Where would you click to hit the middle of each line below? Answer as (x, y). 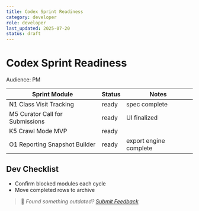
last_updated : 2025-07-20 (38, 28)
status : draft (24, 34)
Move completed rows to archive (55, 190)
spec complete (147, 105)
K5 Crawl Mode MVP (38, 131)
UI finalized (142, 118)
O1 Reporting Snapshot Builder (52, 144)
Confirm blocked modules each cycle (60, 183)
